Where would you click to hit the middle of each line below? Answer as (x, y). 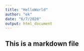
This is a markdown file (42, 43)
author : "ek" (19, 14)
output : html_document (29, 24)
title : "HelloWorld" (27, 10)
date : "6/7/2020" (23, 19)
